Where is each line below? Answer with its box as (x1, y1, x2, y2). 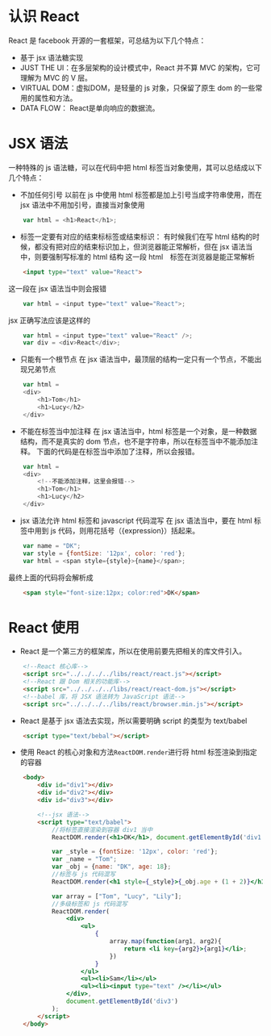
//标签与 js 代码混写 (51, 871, 116, 879)
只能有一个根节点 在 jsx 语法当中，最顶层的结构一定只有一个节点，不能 (19, 354, 256, 364)
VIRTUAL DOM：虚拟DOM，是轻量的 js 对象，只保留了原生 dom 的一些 (19, 82, 256, 93)
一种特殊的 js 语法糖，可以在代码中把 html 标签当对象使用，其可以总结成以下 (8, 162, 263, 172)
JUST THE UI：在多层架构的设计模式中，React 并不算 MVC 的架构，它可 (19, 62, 261, 73)
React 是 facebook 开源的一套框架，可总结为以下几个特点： (8, 36, 206, 45)
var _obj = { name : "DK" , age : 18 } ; (51, 863, 172, 871)
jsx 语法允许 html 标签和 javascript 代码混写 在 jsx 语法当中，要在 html (19, 516, 252, 525)
